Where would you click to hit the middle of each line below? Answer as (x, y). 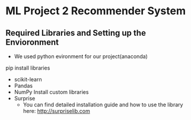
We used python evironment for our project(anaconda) (81, 56)
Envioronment (32, 42)
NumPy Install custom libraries (51, 92)
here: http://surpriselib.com (56, 111)
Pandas (23, 86)
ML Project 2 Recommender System (96, 11)
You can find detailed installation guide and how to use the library (103, 105)
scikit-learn (28, 79)
